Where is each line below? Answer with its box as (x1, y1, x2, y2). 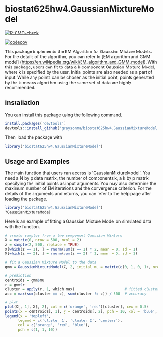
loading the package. (5, 196, 48, 202)
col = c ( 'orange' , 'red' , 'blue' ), (17, 322, 90, 327)
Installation (5, 99, 40, 107)
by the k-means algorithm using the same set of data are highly (5, 79, 132, 85)
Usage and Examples (5, 157, 70, 166)
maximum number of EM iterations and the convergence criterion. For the (5, 185, 152, 191)
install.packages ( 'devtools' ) (5, 121, 66, 126)
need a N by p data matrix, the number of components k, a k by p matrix (5, 175, 149, 181)
